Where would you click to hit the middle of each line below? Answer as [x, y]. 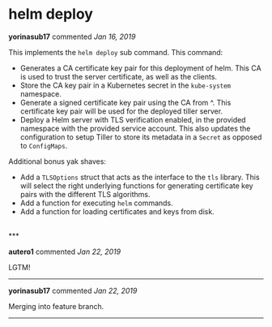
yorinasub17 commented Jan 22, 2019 [73, 290]
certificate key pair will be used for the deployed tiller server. [121, 111]
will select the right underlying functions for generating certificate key [136, 185]
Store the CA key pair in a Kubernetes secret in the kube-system [125, 85]
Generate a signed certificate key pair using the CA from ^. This [125, 102]
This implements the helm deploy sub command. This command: [116, 52]
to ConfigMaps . [44, 145]
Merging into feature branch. [56, 306]
